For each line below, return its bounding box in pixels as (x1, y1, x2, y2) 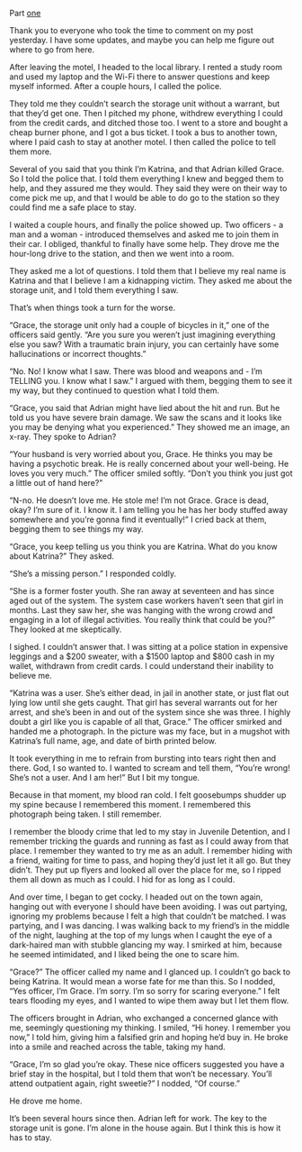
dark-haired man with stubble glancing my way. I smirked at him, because (9, 939, 283, 950)
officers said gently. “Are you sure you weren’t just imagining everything (9, 329, 276, 340)
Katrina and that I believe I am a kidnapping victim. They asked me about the (9, 275, 292, 286)
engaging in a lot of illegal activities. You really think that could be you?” (9, 615, 276, 625)
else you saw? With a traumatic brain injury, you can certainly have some (9, 339, 280, 350)
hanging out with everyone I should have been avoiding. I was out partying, (9, 901, 288, 911)
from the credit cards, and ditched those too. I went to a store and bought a (9, 117, 289, 128)
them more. (9, 146, 52, 157)
